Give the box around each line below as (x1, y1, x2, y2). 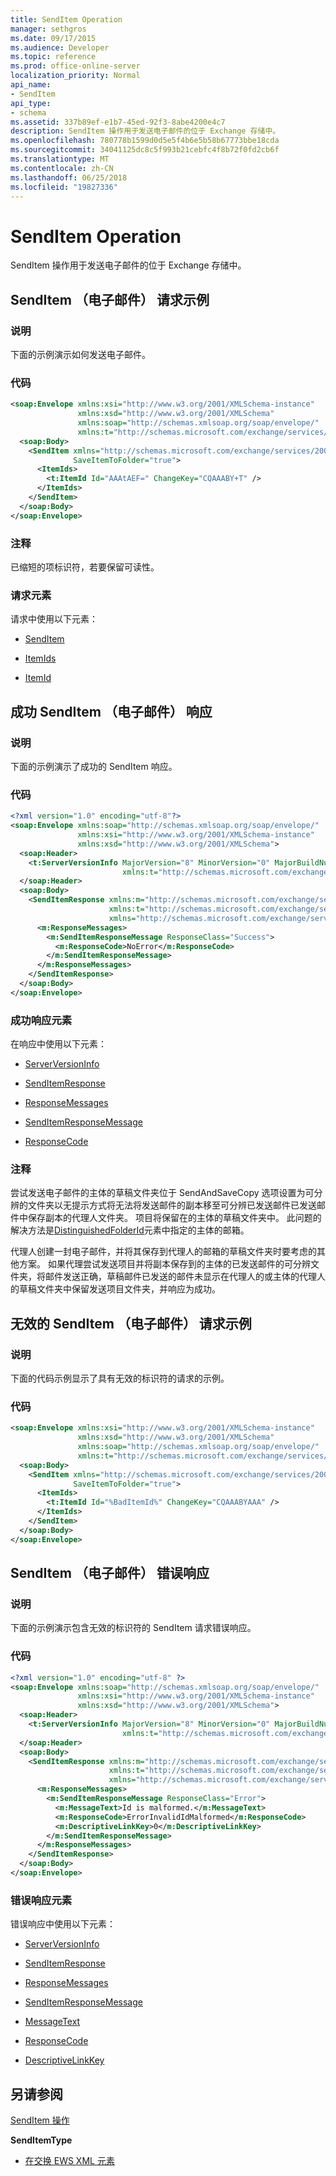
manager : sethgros (10, 24, 87, 34)
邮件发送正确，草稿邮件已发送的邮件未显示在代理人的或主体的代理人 (44, 1271, 326, 1283)
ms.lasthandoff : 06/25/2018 (10, 172, 128, 183)
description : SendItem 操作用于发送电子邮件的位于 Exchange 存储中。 (10, 126, 281, 136)
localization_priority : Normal (10, 71, 141, 81)
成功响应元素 (10, 1013, 73, 1027)
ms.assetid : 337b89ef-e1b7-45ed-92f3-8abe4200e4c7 (10, 117, 226, 127)
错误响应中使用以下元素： (10, 1918, 116, 1930)
